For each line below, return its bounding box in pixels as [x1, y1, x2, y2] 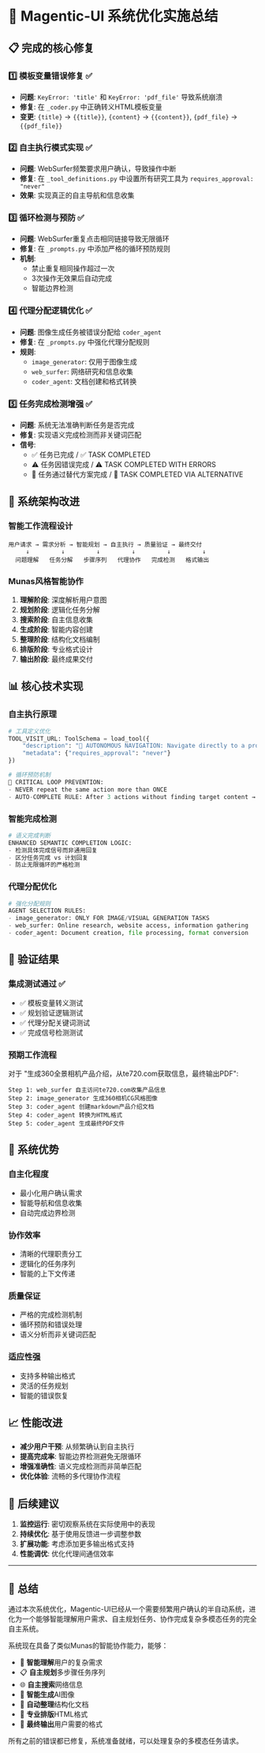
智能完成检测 [8, 813, 58, 824]
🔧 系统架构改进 [8, 495, 80, 508]
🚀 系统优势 [8, 1143, 59, 1156]
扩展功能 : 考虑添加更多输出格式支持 [19, 1539, 135, 1549]
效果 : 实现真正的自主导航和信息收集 [19, 190, 135, 200]
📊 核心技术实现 [8, 680, 84, 693]
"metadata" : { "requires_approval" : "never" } [22, 749, 171, 757]
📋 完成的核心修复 [8, 41, 95, 55]
